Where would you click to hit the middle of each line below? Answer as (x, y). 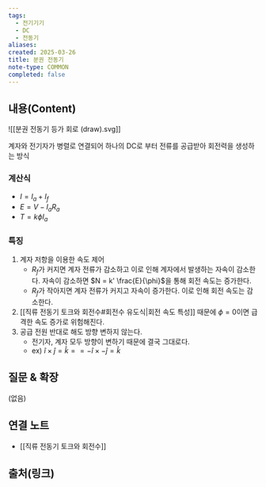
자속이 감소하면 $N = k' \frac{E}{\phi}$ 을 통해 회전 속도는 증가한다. (147, 281)
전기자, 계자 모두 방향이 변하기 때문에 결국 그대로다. (110, 342)
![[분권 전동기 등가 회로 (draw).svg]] (65, 129)
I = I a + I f (34, 197)
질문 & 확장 (34, 378)
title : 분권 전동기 (36, 60)
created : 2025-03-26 (42, 52)
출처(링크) (32, 474)
